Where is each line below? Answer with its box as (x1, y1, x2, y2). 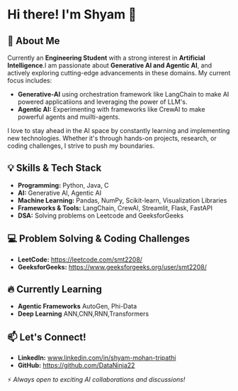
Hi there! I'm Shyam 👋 (7, 6, 137, 23)
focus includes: (7, 76, 52, 85)
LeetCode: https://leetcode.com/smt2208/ (17, 255, 143, 264)
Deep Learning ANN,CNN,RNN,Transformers (17, 309, 149, 318)
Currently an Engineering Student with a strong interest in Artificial (7, 53, 205, 62)
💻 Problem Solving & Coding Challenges (7, 232, 190, 245)
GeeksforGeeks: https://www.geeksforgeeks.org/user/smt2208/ (17, 262, 207, 271)
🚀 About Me (7, 35, 60, 47)
